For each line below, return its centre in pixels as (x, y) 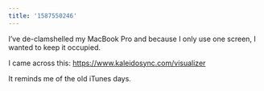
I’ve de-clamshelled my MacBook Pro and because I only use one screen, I (132, 39)
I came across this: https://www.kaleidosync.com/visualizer (107, 63)
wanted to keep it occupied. (54, 47)
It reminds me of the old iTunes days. (70, 78)
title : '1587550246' (43, 16)
